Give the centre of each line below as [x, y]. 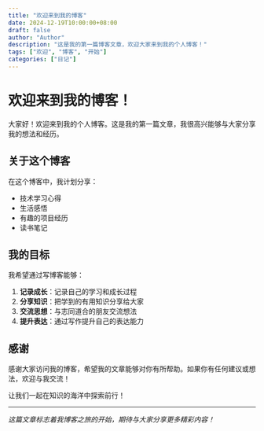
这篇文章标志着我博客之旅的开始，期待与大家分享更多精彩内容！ [111, 420]
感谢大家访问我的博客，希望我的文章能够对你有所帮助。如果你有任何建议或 [128, 369]
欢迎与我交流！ [46, 379]
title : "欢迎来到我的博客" [48, 15]
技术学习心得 [40, 198]
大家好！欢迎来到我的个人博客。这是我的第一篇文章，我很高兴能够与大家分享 [132, 123]
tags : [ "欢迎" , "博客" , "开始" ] [58, 52]
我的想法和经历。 [36, 134]
